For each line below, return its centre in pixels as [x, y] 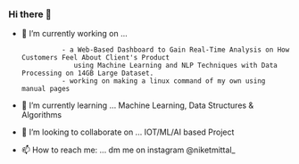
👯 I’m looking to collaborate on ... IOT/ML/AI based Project [128, 132]
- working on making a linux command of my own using [163, 81]
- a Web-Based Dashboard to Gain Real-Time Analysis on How [175, 50]
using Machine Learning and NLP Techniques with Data [175, 66]
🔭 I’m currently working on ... [74, 34]
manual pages [46, 89]
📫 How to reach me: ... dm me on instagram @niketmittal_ [128, 150]
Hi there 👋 [30, 14]
